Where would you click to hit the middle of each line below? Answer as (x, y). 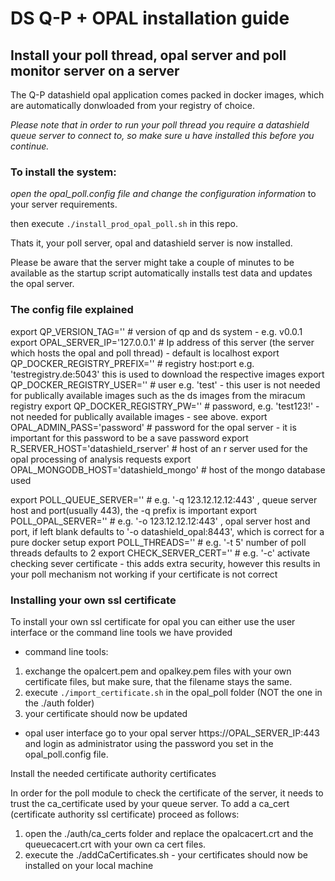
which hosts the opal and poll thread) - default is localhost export (145, 353)
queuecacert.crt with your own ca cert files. (115, 844)
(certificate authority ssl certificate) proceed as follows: (125, 814)
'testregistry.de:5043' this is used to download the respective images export (167, 374)
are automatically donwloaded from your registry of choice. (132, 105)
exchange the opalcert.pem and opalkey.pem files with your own (158, 671)
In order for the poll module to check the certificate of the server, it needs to (167, 793)
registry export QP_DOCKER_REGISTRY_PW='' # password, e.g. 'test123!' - (165, 406)
